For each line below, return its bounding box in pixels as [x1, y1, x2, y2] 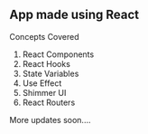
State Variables [22, 68, 79, 79]
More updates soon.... [9, 114, 91, 125]
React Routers [22, 97, 76, 108]
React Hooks [22, 58, 70, 69]
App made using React [9, 7, 140, 23]
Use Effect [22, 77, 62, 89]
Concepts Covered [9, 31, 79, 42]
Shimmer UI [22, 87, 67, 98]
